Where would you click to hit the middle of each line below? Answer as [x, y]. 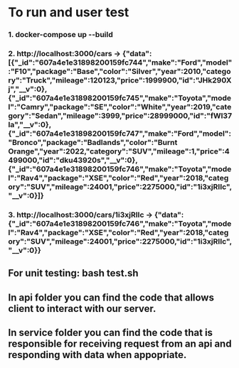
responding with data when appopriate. [97, 355]
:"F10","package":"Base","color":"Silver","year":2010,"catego [119, 72]
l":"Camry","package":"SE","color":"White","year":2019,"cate [120, 107]
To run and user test [69, 12]
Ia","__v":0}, [30, 125]
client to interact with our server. [82, 309]
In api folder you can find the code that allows [111, 297]
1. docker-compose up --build [60, 35]
